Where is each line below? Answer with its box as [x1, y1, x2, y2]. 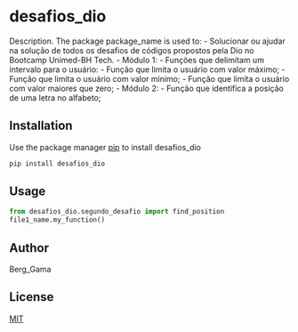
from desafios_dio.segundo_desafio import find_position [9, 207, 225, 216]
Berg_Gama [9, 264, 52, 274]
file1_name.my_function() [9, 215, 105, 224]
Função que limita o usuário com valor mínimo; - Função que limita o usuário [9, 73, 290, 84]
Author [9, 240, 49, 255]
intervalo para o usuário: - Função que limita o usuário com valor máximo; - [9, 64, 286, 75]
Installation [9, 118, 73, 134]
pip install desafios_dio [9, 158, 105, 168]
